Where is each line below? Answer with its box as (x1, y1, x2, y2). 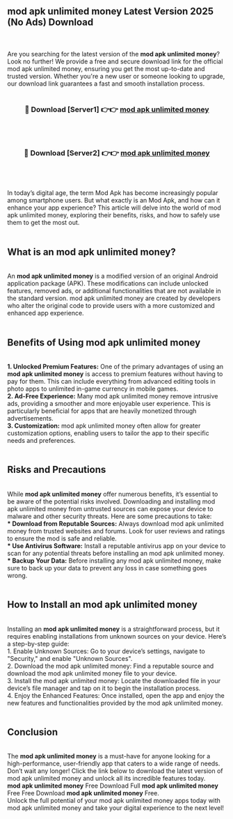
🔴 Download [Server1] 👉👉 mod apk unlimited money (24, 104, 210, 114)
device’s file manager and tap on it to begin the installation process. (7, 684, 201, 692)
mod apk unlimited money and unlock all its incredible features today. (7, 774, 206, 783)
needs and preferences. (7, 437, 76, 445)
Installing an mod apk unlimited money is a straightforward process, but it (7, 625, 220, 633)
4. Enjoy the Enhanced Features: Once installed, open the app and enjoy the (7, 691, 225, 699)
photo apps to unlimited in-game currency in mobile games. (7, 384, 179, 393)
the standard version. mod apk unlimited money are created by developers (7, 294, 221, 302)
